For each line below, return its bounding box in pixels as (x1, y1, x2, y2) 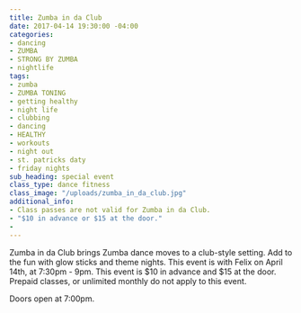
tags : (9, 72, 30, 81)
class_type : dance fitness (9, 181, 111, 190)
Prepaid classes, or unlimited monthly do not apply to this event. (9, 275, 247, 286)
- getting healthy (9, 96, 78, 106)
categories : (9, 30, 54, 39)
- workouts (9, 139, 50, 148)
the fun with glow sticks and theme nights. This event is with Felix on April (9, 256, 283, 267)
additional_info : (9, 197, 75, 207)
